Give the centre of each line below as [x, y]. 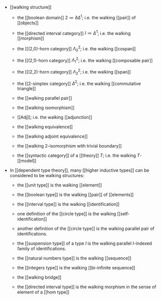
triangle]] [26, 89]
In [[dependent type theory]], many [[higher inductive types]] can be [79, 170]
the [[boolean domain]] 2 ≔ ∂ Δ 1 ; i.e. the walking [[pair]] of [77, 17]
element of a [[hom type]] [43, 292]
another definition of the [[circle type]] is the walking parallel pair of [86, 228]
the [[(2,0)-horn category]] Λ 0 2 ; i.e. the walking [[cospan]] [77, 49]
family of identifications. [42, 249]
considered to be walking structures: [47, 176]
